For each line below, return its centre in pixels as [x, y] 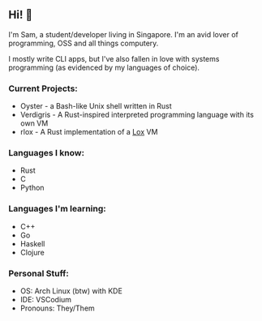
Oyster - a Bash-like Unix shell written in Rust [96, 106]
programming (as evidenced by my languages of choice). [104, 67]
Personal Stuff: [39, 273]
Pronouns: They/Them [57, 308]
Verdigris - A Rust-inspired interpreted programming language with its [137, 115]
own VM [34, 123]
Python [32, 188]
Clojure [32, 252]
